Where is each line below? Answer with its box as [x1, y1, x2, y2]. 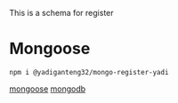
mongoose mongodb [9, 83, 86, 94]
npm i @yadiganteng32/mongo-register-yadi [9, 67, 169, 76]
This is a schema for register [9, 8, 114, 18]
